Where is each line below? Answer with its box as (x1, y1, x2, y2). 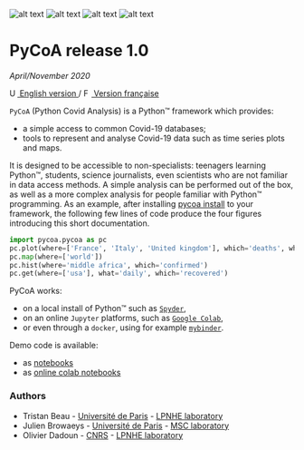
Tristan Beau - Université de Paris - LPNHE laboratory (22, 410, 223, 421)
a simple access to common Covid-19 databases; (22, 122, 206, 133)
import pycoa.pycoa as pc (9, 235, 107, 244)
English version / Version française (19, 87, 160, 99)
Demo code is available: (9, 340, 99, 351)
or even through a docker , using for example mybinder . (22, 322, 224, 333)
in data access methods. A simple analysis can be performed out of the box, (9, 179, 294, 190)
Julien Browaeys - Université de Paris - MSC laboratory (22, 420, 230, 431)
